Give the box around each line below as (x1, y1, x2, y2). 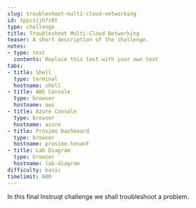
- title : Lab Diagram (7, 147, 71, 154)
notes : (7, 43, 27, 50)
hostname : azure (13, 120, 61, 128)
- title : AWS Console (7, 88, 71, 95)
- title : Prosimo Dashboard (7, 127, 90, 134)
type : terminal (13, 75, 58, 83)
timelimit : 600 (7, 173, 52, 180)
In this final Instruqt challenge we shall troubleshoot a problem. (7, 192, 190, 200)
